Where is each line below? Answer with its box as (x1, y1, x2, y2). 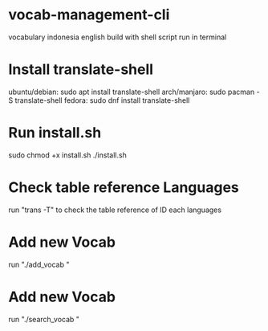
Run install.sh (8, 124, 102, 142)
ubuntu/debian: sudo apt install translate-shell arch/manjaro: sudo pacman (8, 87, 255, 96)
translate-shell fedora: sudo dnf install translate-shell (14, 95, 190, 105)
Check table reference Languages (8, 178, 239, 196)
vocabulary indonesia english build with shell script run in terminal (8, 32, 227, 42)
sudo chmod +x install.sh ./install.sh (8, 150, 127, 160)
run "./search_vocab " (8, 314, 80, 324)
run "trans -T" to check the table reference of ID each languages (8, 205, 222, 215)
